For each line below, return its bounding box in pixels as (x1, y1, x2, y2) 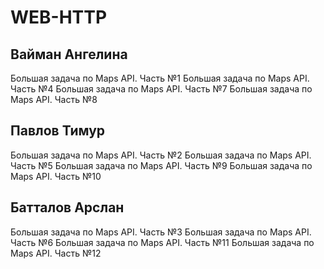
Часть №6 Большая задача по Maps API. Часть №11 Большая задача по (10, 236, 315, 248)
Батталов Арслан (10, 199, 125, 216)
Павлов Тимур (10, 122, 106, 140)
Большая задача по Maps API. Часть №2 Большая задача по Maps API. (10, 149, 312, 161)
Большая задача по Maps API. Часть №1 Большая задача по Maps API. (10, 72, 310, 84)
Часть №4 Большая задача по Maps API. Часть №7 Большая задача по (10, 83, 313, 95)
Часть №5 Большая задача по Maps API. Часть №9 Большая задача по (10, 159, 313, 171)
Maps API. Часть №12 (10, 247, 102, 259)
